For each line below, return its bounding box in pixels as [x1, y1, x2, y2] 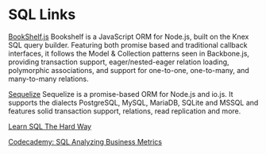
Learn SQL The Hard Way [8, 121, 92, 131]
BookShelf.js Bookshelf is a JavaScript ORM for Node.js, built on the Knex [8, 32, 249, 41]
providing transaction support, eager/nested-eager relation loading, [8, 57, 229, 67]
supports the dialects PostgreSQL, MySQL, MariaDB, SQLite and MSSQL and [8, 98, 259, 107]
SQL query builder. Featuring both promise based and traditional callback [8, 40, 248, 49]
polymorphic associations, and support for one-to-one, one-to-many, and [8, 65, 250, 75]
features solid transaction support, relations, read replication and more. [8, 106, 241, 116]
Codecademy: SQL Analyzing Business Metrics [8, 137, 163, 146]
